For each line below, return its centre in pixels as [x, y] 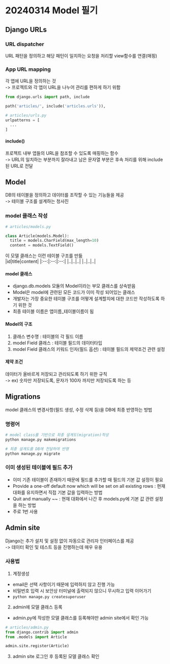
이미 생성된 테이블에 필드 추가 [39, 467]
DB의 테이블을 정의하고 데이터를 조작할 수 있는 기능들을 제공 [65, 195]
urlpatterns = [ [22, 120]
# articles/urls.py [26, 115]
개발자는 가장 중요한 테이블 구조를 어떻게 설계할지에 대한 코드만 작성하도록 [86, 299]
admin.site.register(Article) [37, 646]
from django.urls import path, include [48, 97]
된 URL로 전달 [19, 165]
